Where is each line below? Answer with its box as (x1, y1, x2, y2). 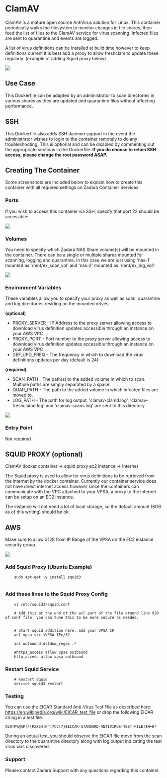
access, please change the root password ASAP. (5, 152, 108, 158)
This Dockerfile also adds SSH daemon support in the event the (5, 130, 135, 137)
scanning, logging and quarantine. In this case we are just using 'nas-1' (5, 257, 151, 263)
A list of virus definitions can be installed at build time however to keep (5, 45, 150, 51)
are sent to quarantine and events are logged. (5, 35, 98, 41)
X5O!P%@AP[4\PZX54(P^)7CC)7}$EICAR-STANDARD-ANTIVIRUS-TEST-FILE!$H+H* (5, 724, 157, 729)
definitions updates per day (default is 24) (12, 357, 99, 363)
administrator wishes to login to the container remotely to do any (5, 136, 138, 142)
